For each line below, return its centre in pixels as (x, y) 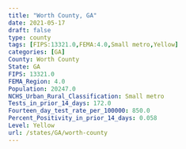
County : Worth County (44, 60)
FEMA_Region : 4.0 (37, 81)
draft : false (30, 30)
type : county (30, 37)
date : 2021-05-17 (37, 23)
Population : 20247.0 (42, 89)
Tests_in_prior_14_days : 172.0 (60, 103)
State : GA (25, 67)
